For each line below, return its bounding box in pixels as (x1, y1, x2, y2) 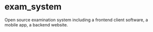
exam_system (4, 1, 61, 12)
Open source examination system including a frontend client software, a (4, 17, 148, 23)
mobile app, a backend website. (4, 22, 68, 27)
